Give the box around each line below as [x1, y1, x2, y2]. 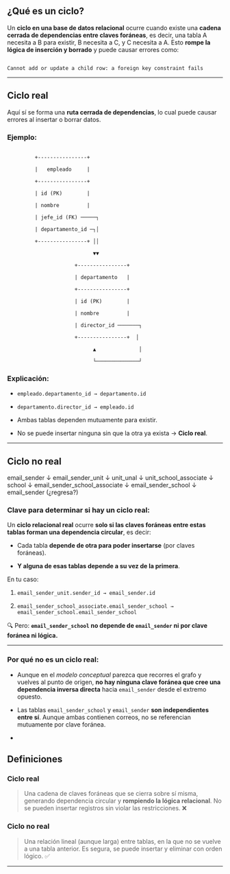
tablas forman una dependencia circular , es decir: [7, 528, 151, 537]
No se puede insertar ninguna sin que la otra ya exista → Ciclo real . [16, 429, 207, 437]
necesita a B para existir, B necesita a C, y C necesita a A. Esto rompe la [7, 38, 211, 47]
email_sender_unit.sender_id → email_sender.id [16, 590, 155, 597]
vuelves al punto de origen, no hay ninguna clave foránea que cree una [16, 678, 221, 686]
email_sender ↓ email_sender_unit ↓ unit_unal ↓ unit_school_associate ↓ [7, 474, 214, 482]
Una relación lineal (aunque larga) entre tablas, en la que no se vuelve [23, 837, 221, 845]
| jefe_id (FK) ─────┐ [34, 214, 99, 221]
